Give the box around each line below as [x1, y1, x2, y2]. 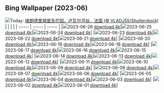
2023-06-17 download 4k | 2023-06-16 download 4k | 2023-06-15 [5, 47, 146, 53]
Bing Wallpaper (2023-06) [5, 4, 88, 12]
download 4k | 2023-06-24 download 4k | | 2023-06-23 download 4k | [5, 30, 154, 35]
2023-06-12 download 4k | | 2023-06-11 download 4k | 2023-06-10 [5, 59, 148, 64]
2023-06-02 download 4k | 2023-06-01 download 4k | [5, 82, 118, 88]
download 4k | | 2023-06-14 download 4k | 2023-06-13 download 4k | [5, 53, 153, 59]
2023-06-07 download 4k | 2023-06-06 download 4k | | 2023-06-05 [5, 70, 152, 76]
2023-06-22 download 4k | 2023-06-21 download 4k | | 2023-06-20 [5, 35, 150, 41]
